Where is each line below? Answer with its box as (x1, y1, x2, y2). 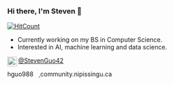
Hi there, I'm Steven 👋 (7, 6, 82, 16)
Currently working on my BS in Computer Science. (17, 36, 163, 44)
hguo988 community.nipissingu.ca (7, 70, 113, 79)
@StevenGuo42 (18, 56, 64, 65)
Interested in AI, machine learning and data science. (17, 43, 168, 52)
